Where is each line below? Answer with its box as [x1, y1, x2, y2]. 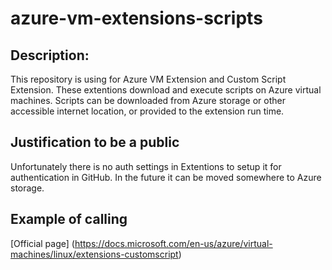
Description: [10, 47, 90, 64]
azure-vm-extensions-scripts [10, 7, 263, 30]
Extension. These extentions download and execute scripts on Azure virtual [10, 84, 322, 96]
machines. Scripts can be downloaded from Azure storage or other [10, 95, 287, 106]
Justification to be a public [10, 134, 180, 151]
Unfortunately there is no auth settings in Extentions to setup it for [10, 160, 282, 172]
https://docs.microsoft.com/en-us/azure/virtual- [74, 237, 273, 249]
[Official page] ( [10, 237, 75, 249]
